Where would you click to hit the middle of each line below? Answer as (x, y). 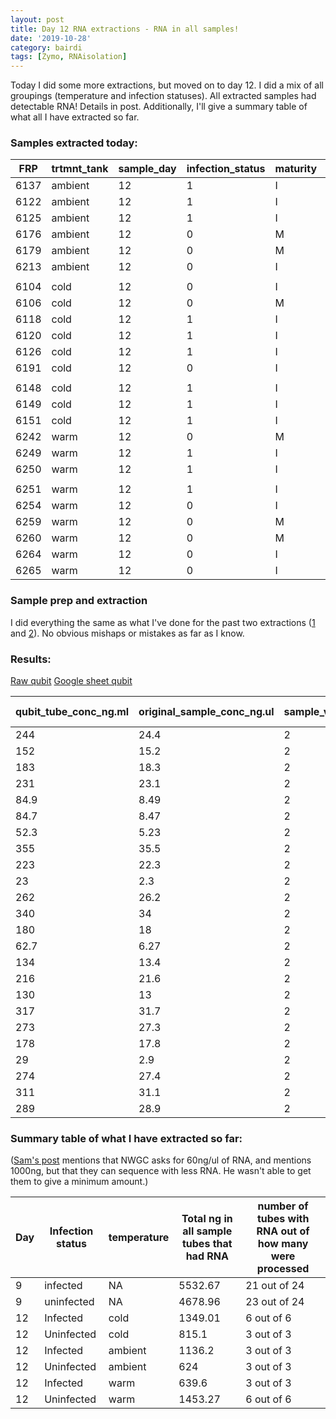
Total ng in (207, 1219)
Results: (31, 659)
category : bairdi (46, 47)
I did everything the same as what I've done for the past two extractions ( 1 (163, 622)
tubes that (207, 1244)
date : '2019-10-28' (51, 38)
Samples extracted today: (74, 143)
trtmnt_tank (80, 169)
